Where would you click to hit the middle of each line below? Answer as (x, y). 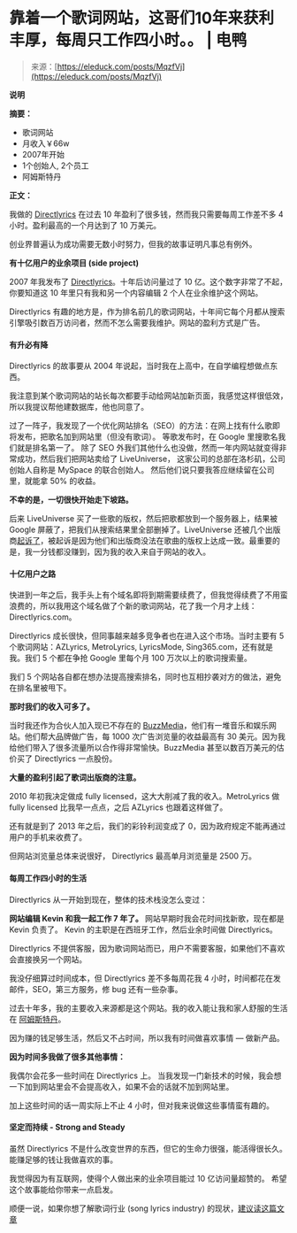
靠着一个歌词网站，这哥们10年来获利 (141, 18)
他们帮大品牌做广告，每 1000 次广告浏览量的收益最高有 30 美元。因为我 (155, 736)
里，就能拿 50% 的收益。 (55, 481)
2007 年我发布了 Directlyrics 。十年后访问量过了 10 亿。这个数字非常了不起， (148, 281)
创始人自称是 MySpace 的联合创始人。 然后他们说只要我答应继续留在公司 (142, 470)
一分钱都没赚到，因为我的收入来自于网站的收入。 (121, 552)
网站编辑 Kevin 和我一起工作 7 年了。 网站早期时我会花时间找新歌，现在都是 (147, 918)
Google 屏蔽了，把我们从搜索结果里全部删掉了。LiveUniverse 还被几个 (137, 530)
